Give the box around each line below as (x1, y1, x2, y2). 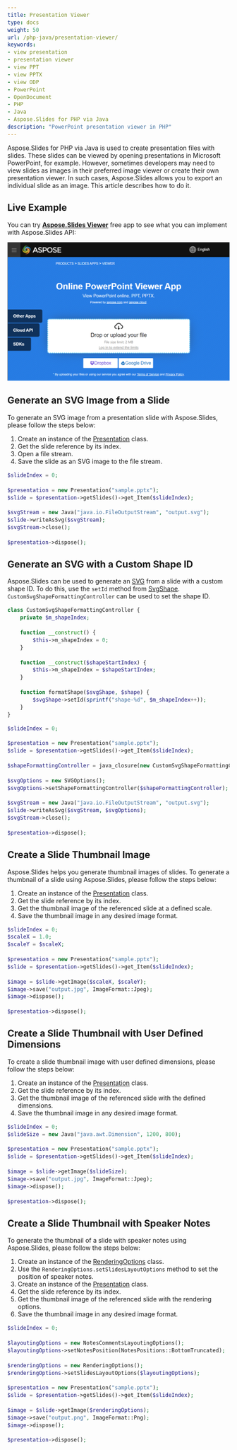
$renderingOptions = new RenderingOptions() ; (7, 1362, 143, 1369)
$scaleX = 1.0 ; (7, 934, 52, 941)
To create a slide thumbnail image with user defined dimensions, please (7, 1057, 216, 1066)
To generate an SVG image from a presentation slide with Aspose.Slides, (7, 413, 219, 422)
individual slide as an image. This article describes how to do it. (7, 181, 192, 190)
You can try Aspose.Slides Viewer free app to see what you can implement (7, 220, 228, 229)
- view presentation (7, 49, 68, 56)
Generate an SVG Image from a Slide (7, 395, 171, 407)
